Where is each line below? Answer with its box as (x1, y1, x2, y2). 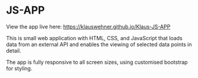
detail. (6, 47, 22, 54)
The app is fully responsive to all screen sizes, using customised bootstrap (6, 58, 188, 66)
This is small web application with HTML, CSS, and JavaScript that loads (6, 34, 183, 41)
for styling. (6, 64, 33, 71)
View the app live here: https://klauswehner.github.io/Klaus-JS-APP (6, 23, 171, 30)
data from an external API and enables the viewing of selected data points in (6, 41, 192, 48)
